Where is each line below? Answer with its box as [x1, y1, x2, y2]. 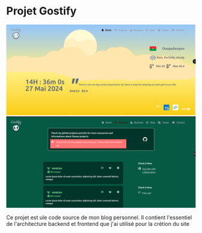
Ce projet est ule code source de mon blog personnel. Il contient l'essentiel [6, 214, 192, 221]
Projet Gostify [6, 4, 77, 18]
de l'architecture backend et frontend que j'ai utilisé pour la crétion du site [6, 220, 190, 228]
